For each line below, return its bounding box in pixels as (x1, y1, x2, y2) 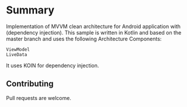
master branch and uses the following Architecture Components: (6, 35, 162, 42)
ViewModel (6, 46, 30, 53)
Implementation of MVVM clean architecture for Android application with (6, 23, 181, 30)
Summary (6, 4, 54, 17)
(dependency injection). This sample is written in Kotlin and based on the (6, 29, 182, 36)
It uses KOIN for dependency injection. (6, 62, 99, 69)
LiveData (6, 51, 27, 57)
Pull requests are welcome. (6, 94, 71, 101)
